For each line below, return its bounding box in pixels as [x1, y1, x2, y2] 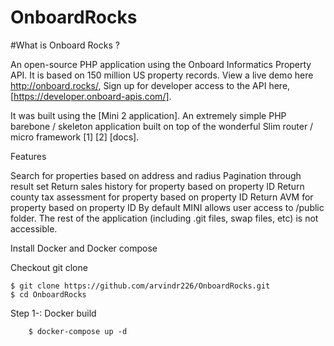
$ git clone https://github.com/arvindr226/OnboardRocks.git [10, 281, 271, 291]
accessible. [10, 222, 58, 235]
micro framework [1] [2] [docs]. [10, 131, 140, 143]
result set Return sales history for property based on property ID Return [10, 180, 305, 192]
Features [10, 150, 47, 162]
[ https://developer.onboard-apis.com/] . [10, 90, 172, 102]
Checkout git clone [10, 261, 88, 273]
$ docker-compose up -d [28, 326, 128, 336]
